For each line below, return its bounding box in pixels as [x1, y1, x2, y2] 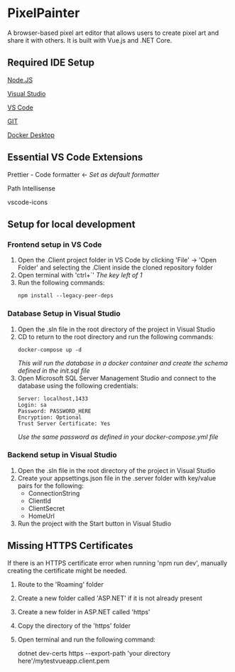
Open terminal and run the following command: [17, 635, 156, 644]
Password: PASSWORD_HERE [17, 407, 92, 415]
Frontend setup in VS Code [7, 240, 102, 250]
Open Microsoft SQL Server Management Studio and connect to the [17, 373, 217, 382]
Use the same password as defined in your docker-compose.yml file [17, 432, 219, 441]
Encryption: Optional [17, 414, 82, 421]
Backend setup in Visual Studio [7, 450, 117, 460]
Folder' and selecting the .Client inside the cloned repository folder [17, 263, 213, 272]
